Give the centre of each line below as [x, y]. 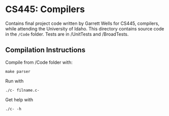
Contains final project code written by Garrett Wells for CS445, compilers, [82, 23]
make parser [18, 71]
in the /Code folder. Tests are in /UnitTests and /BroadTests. [67, 34]
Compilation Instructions [45, 50]
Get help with [19, 99]
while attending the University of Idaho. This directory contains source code [85, 28]
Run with [14, 81]
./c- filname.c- [22, 90]
